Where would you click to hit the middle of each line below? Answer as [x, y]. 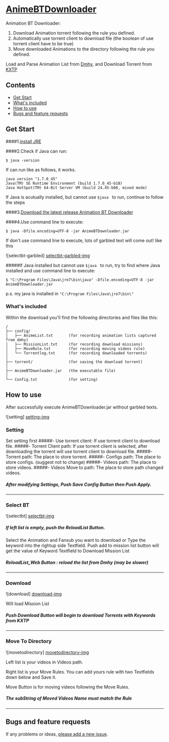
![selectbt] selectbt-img [30, 516]
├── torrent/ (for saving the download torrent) [74, 362]
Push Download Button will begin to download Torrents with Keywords [81, 615]
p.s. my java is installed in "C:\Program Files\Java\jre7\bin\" [70, 293]
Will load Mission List [28, 604]
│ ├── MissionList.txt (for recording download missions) [74, 344]
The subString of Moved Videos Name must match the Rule [69, 698]
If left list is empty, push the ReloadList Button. [55, 527]
